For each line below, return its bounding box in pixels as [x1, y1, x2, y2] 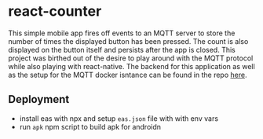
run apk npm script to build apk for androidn [19, 122, 162, 131]
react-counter [8, 2, 102, 20]
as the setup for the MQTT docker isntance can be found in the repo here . [8, 70, 247, 79]
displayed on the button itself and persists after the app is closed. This [8, 45, 236, 54]
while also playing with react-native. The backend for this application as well [8, 61, 255, 71]
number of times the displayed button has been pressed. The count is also [8, 36, 249, 46]
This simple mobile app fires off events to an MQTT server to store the [8, 28, 236, 38]
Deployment [8, 93, 70, 106]
